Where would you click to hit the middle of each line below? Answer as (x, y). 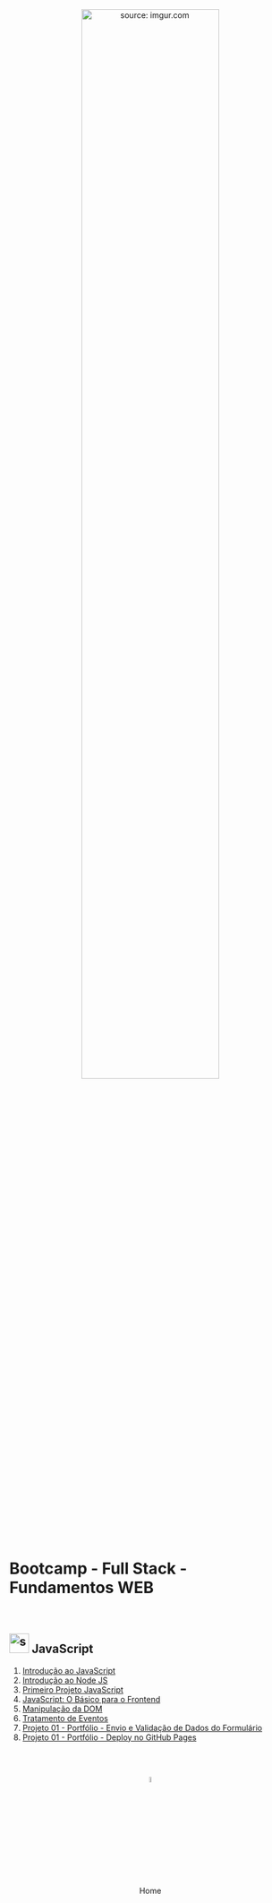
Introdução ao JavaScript (69, 1670)
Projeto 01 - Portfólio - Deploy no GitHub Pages (109, 1737)
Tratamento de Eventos (65, 1718)
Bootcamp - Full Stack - (98, 1569)
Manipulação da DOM (62, 1709)
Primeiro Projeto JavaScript (72, 1689)
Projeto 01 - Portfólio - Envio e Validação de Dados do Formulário (142, 1727)
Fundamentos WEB (81, 1588)
